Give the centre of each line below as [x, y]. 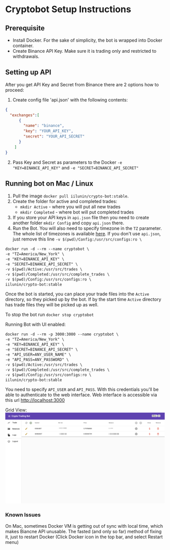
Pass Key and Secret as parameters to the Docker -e [67, 162]
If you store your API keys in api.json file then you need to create [81, 217]
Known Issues [23, 515]
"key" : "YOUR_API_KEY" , [48, 131]
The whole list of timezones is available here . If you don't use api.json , [87, 233]
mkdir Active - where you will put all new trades [70, 207]
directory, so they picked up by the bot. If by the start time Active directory [83, 299]
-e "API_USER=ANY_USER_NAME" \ [38, 354]
